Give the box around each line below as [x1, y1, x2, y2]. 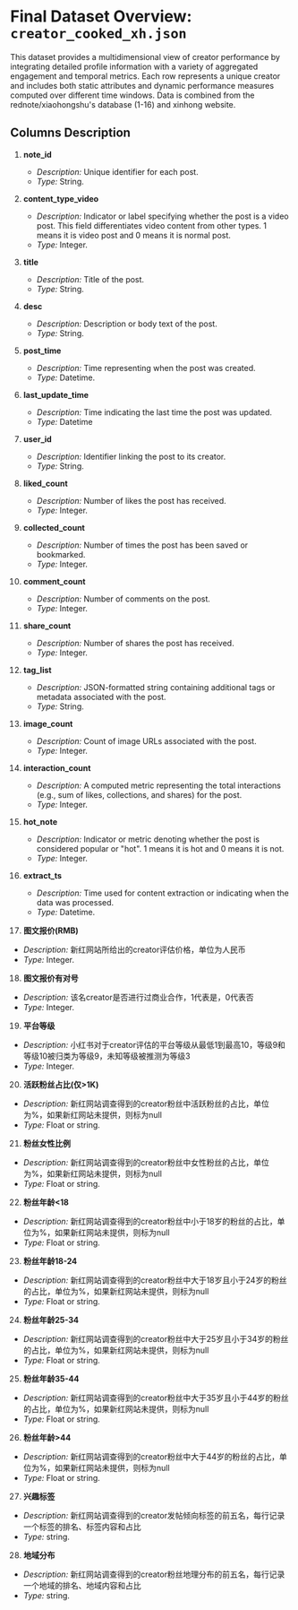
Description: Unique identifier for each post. [36, 166, 200, 177]
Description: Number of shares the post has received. [36, 637, 235, 648]
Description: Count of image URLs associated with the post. [36, 735, 258, 746]
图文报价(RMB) [22, 925, 79, 936]
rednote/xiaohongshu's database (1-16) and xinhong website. [10, 99, 236, 109]
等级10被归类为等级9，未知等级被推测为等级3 [22, 1051, 191, 1061]
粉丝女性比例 [22, 1138, 71, 1148]
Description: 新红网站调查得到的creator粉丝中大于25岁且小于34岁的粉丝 [22, 1333, 289, 1344]
